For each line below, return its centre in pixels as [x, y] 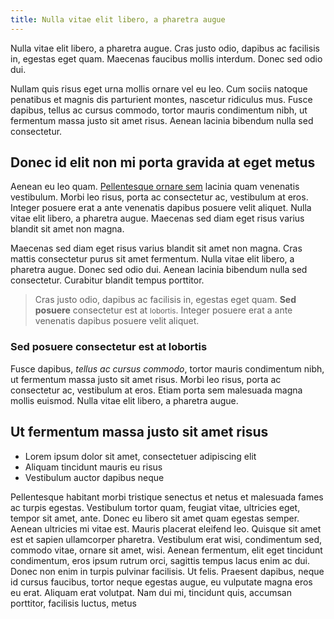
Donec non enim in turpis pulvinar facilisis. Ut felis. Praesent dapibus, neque [167, 571]
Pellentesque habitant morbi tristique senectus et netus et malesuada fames [167, 497]
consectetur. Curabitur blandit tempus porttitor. [107, 280]
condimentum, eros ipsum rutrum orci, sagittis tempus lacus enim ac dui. [160, 560]
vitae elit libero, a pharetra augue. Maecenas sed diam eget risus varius [157, 218]
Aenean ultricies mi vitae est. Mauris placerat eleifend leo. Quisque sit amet [166, 528]
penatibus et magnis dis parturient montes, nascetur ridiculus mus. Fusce [161, 99]
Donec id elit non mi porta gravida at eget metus [163, 162]
